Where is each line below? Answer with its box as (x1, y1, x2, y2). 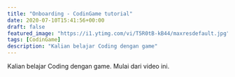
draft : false (7, 23, 45, 30)
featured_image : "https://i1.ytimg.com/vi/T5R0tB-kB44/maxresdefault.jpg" (7, 29, 230, 37)
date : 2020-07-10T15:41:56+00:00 (7, 17, 105, 24)
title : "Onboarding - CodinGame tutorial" (7, 10, 133, 17)
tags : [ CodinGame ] (7, 36, 61, 43)
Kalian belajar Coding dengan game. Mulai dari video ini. (7, 62, 170, 70)
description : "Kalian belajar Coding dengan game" (7, 43, 158, 50)
